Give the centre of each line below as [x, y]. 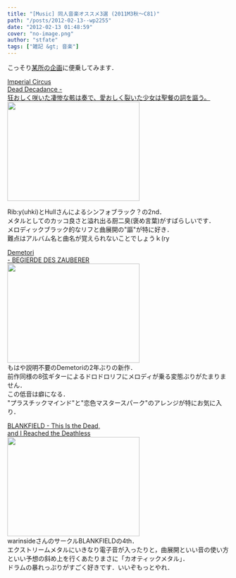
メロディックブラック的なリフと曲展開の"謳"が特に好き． [90, 229]
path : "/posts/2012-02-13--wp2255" [60, 20]
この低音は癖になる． [38, 394]
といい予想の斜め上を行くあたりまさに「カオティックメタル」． [98, 559]
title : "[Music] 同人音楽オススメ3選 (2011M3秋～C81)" [83, 14]
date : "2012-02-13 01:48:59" [50, 27]
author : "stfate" [33, 40]
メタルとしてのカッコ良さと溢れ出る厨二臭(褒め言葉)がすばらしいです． [111, 221]
